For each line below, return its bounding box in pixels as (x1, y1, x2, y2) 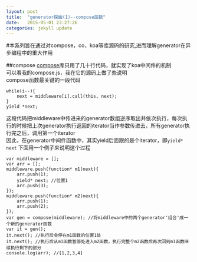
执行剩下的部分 (10, 245, 42, 251)
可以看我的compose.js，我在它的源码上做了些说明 (6, 69, 127, 77)
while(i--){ (6, 88, 35, 94)
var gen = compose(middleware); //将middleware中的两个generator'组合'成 (6, 215, 184, 221)
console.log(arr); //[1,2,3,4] (6, 250, 83, 256)
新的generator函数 (10, 221, 52, 227)
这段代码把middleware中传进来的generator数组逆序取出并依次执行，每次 (6, 115, 183, 122)
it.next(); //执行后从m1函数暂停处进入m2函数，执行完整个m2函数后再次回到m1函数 (6, 239, 185, 245)
